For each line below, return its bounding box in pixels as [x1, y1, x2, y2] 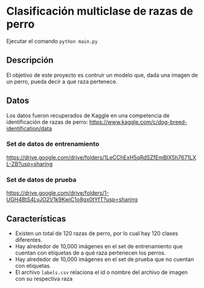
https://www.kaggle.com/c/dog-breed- [89, 118, 188, 126]
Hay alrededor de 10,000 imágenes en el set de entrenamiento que [15, 242, 183, 250]
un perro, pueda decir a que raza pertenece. [6, 77, 118, 85]
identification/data [6, 124, 52, 132]
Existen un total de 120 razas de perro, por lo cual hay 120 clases [15, 229, 178, 237]
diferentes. [15, 236, 43, 243]
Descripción [6, 55, 54, 65]
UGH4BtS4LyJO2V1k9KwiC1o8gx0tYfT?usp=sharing [6, 196, 138, 203]
